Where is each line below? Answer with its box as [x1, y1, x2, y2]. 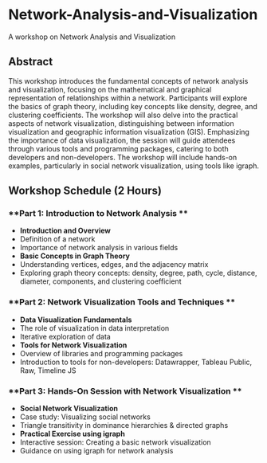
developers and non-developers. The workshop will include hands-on [8, 152, 238, 162]
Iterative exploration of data [19, 332, 112, 341]
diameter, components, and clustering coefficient [19, 277, 182, 286]
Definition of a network [19, 234, 96, 244]
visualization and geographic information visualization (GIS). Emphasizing [8, 127, 249, 136]
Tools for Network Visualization [19, 340, 128, 350]
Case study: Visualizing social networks [19, 412, 151, 422]
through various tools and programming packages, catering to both [8, 143, 229, 153]
